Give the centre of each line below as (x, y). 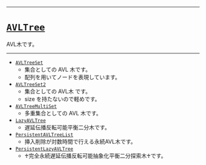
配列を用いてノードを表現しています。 (72, 77)
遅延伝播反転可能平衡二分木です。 (67, 127)
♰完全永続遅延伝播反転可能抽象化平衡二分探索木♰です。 (95, 155)
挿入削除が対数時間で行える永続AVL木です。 (80, 141)
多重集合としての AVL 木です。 (63, 113)
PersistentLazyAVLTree (44, 149)
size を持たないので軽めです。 (62, 99)
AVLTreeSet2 (30, 84)
